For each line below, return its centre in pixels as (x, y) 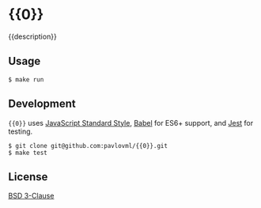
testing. (21, 131)
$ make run (26, 79)
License (28, 177)
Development (42, 104)
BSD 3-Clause (31, 196)
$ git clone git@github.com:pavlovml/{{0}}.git (88, 146)
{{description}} (32, 36)
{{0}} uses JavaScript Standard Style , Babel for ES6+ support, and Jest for (131, 123)
